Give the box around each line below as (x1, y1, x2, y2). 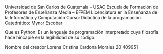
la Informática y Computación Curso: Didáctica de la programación (5, 15, 141, 20)
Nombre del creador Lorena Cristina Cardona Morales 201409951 (5, 44, 138, 50)
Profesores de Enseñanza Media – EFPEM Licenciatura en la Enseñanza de (5, 9, 157, 15)
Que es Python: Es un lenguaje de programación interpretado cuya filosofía (5, 29, 159, 35)
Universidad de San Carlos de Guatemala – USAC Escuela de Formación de (5, 4, 158, 10)
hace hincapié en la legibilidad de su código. (5, 34, 96, 40)
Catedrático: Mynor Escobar (5, 20, 63, 26)
